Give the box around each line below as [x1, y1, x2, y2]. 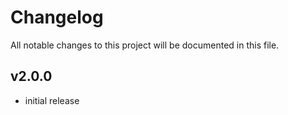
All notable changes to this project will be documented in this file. [10, 39, 280, 51]
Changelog [10, 6, 104, 29]
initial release [24, 94, 80, 106]
